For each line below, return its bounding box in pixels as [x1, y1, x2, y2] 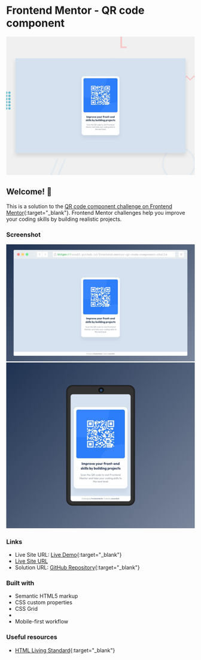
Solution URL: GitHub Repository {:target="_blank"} [14, 564, 141, 571]
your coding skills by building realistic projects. [6, 215, 122, 223]
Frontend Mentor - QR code [6, 4, 145, 17]
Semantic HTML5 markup [14, 592, 78, 600]
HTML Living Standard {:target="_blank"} [14, 646, 115, 654]
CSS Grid [14, 605, 38, 613]
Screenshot [6, 230, 41, 239]
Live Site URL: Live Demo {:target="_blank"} [14, 551, 122, 559]
